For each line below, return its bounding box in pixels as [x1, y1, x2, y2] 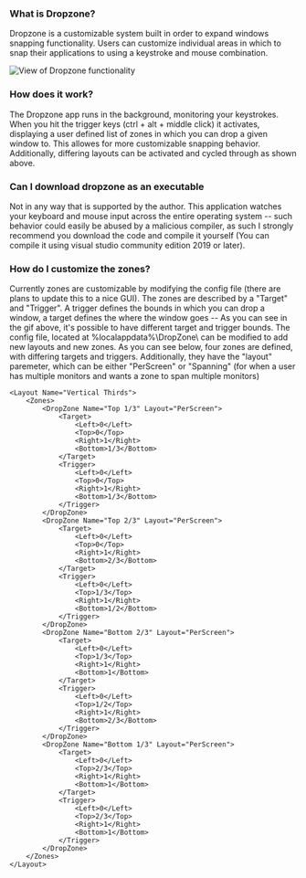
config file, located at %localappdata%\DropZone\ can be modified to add [9, 332, 289, 343]
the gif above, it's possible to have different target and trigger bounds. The [9, 323, 290, 333]
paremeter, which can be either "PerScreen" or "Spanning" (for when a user [9, 361, 296, 372]
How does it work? [9, 88, 94, 100]
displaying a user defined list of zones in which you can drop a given [9, 128, 268, 139]
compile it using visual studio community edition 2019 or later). [9, 239, 246, 250]
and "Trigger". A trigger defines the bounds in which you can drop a [9, 302, 265, 313]
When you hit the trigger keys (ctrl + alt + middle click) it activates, [9, 118, 260, 130]
